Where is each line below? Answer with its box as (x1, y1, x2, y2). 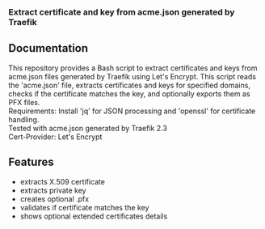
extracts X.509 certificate (19, 176, 105, 186)
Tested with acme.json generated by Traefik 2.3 (8, 123, 168, 133)
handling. (8, 114, 40, 124)
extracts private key (19, 185, 86, 195)
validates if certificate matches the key (19, 202, 149, 212)
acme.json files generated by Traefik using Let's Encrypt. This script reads (8, 71, 257, 81)
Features (8, 155, 54, 169)
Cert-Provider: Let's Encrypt (8, 132, 103, 142)
